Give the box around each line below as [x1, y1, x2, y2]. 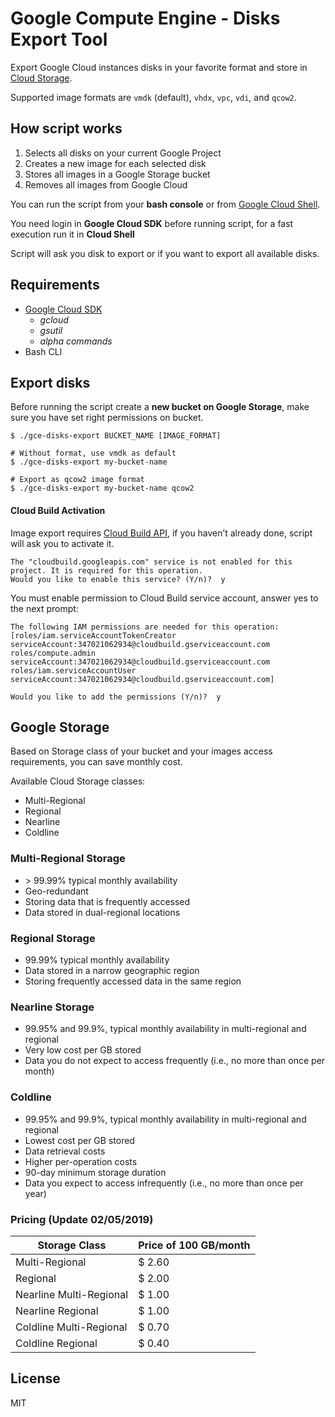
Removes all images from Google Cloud [24, 178, 188, 191]
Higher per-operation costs [24, 1155, 138, 1167]
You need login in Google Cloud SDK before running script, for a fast [10, 217, 294, 229]
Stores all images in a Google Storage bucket [24, 168, 211, 180]
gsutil [39, 324, 63, 336]
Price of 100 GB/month [138, 1238, 251, 1252]
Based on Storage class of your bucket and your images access [10, 745, 273, 757]
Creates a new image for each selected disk [24, 157, 207, 169]
